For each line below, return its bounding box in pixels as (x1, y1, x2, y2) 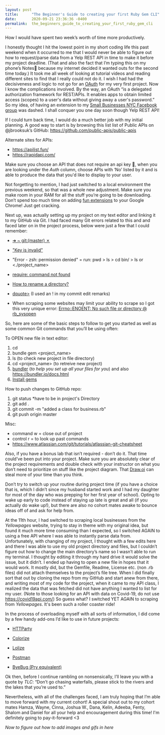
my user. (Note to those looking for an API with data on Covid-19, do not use (5, 591, 160, 597)
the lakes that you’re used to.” (5, 684, 66, 690)
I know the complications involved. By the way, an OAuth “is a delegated (5, 86, 152, 92)
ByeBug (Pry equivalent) (12, 664, 62, 670)
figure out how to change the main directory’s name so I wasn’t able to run (5, 549, 156, 555)
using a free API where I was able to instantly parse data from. (5, 533, 132, 539)
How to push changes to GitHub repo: (5, 386, 82, 392)
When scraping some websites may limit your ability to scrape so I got (12, 300, 155, 306)
